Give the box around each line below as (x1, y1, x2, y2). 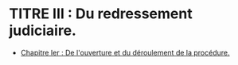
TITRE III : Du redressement (9, 5, 193, 23)
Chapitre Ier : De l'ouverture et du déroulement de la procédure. (20, 48, 230, 57)
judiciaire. (9, 21, 76, 40)
